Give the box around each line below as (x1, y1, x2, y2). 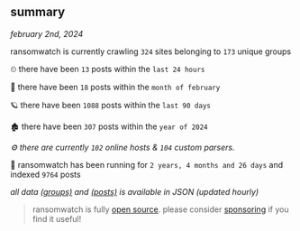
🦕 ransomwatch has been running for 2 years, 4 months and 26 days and (10, 159, 284, 170)
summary (10, 5, 66, 20)
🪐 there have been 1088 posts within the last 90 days (10, 99, 211, 110)
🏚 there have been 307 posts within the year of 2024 (10, 121, 208, 132)
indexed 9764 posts (10, 169, 81, 180)
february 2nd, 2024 (10, 28, 84, 39)
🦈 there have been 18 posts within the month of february (10, 81, 221, 92)
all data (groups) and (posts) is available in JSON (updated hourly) (10, 186, 259, 197)
